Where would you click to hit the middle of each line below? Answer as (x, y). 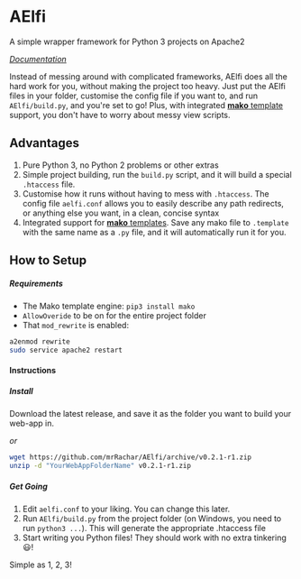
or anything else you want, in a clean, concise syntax (121, 213)
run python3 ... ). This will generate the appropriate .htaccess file (144, 528)
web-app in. (32, 423)
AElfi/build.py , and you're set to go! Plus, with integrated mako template (146, 105)
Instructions (33, 371)
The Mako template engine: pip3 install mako (109, 306)
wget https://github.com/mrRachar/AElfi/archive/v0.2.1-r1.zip (131, 457)
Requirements (36, 283)
